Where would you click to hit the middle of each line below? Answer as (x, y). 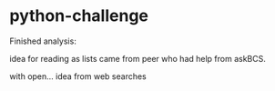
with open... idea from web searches (78, 76)
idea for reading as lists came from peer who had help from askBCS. (138, 58)
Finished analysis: (43, 41)
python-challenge (79, 16)
